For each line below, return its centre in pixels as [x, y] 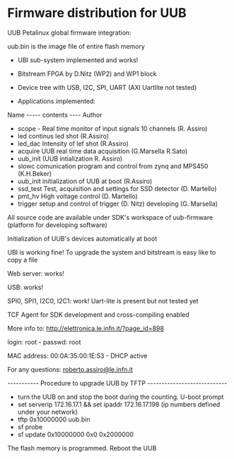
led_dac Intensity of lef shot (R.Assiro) [73, 144]
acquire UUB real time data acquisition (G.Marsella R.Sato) [103, 151]
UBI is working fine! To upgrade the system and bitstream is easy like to [112, 252]
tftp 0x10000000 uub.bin [54, 419]
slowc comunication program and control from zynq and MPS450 [113, 166]
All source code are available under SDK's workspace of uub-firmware [110, 217]
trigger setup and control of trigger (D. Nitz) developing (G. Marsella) [117, 204]
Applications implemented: [57, 101]
